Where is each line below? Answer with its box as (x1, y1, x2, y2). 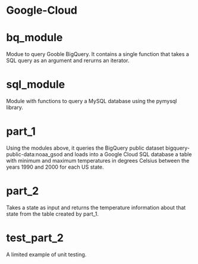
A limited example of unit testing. (6, 251, 87, 258)
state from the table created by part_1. (6, 210, 99, 218)
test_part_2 (6, 231, 64, 245)
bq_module (6, 31, 63, 45)
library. (6, 104, 24, 111)
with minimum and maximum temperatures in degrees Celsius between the (6, 157, 190, 164)
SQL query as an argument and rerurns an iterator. (6, 57, 130, 64)
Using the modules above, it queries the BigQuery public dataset (6, 144, 165, 151)
